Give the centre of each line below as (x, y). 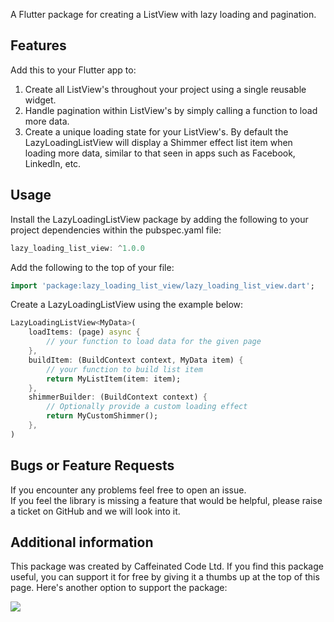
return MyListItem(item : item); (114, 379)
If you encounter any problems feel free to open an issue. (128, 490)
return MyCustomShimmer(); (102, 416)
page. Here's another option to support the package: (119, 588)
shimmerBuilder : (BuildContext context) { (118, 397)
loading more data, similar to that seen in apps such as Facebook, (160, 153)
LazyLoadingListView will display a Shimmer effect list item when (158, 142)
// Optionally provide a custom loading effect (147, 407)
